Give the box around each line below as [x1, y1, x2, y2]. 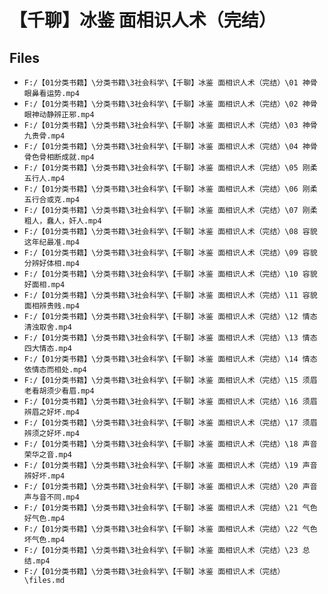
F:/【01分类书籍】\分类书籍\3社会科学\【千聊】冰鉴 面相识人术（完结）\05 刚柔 [23, 163, 318, 173]
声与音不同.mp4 [23, 492, 80, 502]
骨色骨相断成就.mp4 [23, 152, 95, 162]
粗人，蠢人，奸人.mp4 [23, 216, 102, 226]
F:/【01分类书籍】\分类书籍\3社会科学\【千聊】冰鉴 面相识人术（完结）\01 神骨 [23, 78, 318, 88]
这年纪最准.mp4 [23, 237, 80, 247]
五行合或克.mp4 [23, 195, 80, 205]
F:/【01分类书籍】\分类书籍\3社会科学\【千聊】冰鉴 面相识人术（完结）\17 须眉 [23, 418, 318, 428]
